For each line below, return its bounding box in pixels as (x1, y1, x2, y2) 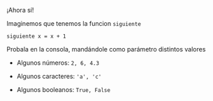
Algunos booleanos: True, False (16, 86, 111, 93)
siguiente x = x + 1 (6, 33, 67, 40)
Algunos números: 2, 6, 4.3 (16, 59, 99, 67)
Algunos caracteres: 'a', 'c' (16, 72, 102, 80)
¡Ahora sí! (6, 6, 34, 14)
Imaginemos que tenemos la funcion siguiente (6, 20, 141, 27)
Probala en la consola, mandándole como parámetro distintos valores (6, 45, 206, 53)
